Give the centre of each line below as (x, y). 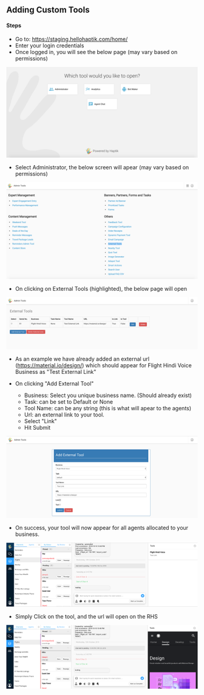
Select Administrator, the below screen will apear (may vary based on (102, 167)
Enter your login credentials (49, 46)
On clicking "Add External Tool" (54, 383)
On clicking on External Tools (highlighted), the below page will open (101, 288)
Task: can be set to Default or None (69, 402)
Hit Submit (37, 427)
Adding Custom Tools (48, 10)
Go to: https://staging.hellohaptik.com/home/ (71, 39)
